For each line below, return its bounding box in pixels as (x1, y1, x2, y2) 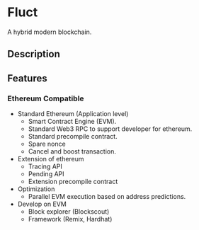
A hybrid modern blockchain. (7, 28, 92, 36)
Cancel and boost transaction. (28, 147, 117, 156)
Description (7, 48, 60, 60)
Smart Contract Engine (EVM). (28, 117, 117, 126)
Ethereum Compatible (7, 93, 84, 103)
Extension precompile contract (28, 178, 118, 186)
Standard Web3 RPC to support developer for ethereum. (28, 125, 193, 133)
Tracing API (28, 162, 62, 171)
